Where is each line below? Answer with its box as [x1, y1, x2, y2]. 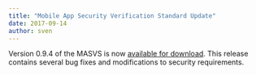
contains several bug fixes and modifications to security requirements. [8, 57, 245, 67]
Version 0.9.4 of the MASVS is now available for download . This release [8, 49, 249, 59]
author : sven [8, 27, 53, 35]
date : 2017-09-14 [8, 19, 67, 27]
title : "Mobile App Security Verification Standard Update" [8, 11, 217, 20]
